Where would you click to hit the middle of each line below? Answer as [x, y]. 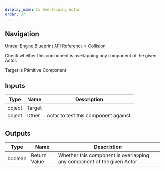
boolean [17, 158]
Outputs [18, 133]
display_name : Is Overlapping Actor [42, 10]
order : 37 [15, 14]
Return [39, 155]
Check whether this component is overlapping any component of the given [81, 56]
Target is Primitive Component [36, 70]
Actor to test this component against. [89, 116]
